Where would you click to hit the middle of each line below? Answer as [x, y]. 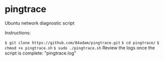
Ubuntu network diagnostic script [39, 23]
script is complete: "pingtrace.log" [40, 53]
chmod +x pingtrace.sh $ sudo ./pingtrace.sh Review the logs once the [80, 47]
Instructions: [18, 32]
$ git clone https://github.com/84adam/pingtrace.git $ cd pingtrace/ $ [82, 43]
